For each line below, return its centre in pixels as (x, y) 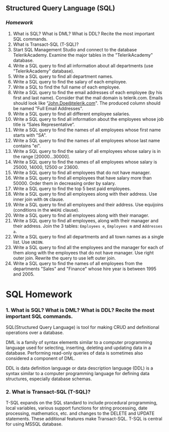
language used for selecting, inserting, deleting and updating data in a (78, 348)
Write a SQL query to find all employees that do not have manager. (82, 172)
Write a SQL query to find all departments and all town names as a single (88, 236)
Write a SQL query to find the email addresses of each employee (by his (88, 92)
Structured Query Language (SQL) (60, 8)
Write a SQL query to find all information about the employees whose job (88, 119)
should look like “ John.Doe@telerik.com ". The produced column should (87, 103)
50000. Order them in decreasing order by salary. (64, 183)
